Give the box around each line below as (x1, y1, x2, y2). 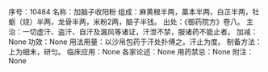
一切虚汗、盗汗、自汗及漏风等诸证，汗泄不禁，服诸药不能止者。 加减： (22, 27, 258, 36)
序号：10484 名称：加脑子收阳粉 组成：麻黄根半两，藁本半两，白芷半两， (8, 7, 253, 16)
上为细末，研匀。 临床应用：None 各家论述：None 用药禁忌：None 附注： (8, 47, 254, 56)
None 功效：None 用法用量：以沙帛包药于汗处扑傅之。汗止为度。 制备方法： (8, 37, 262, 46)
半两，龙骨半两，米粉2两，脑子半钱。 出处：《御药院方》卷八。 (36, 17, 245, 26)
